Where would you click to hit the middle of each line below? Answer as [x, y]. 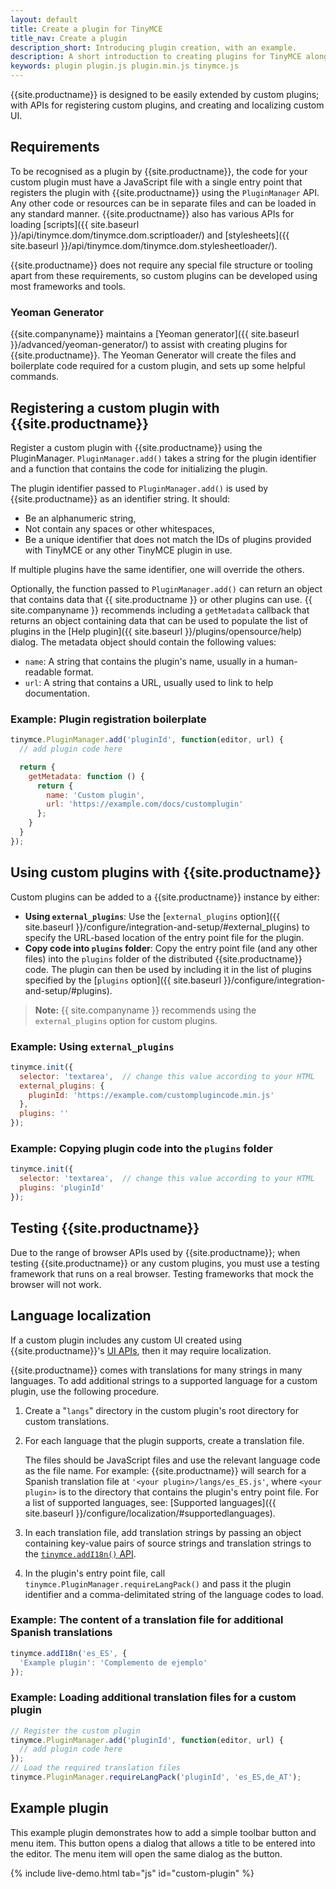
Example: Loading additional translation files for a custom [153, 1698]
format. [78, 672]
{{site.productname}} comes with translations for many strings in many [156, 1370]
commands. [35, 377]
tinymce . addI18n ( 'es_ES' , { [69, 1653]
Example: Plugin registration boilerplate [108, 719]
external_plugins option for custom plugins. [126, 1020]
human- [281, 661]
